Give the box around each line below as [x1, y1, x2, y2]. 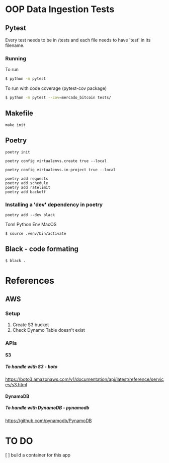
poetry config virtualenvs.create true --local [5, 158, 107, 164]
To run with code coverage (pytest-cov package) [5, 85, 107, 91]
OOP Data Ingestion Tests [5, 4, 115, 15]
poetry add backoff [5, 189, 46, 194]
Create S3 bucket [12, 322, 49, 328]
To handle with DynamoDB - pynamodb [5, 405, 90, 411]
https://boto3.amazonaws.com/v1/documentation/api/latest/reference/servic [5, 376, 164, 382]
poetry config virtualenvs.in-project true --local [5, 167, 116, 172]
